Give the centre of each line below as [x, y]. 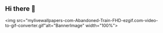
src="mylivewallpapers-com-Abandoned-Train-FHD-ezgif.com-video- [87, 20]
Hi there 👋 [20, 9]
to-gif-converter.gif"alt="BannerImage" [45, 25]
